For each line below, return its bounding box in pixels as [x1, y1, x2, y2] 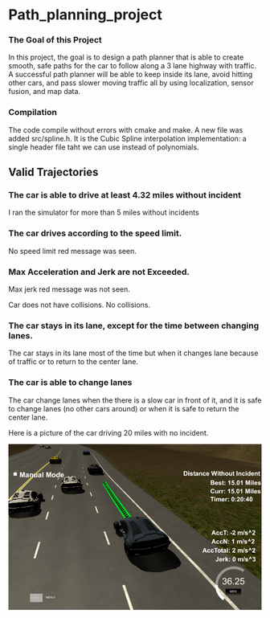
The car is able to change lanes [8, 377, 133, 388]
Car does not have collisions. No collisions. [8, 300, 151, 310]
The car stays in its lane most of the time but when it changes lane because [8, 348, 259, 358]
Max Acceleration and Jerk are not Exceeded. [8, 266, 190, 277]
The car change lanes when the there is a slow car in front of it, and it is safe [8, 395, 262, 405]
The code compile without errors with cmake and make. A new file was [8, 125, 243, 134]
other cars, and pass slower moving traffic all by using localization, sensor [8, 78, 255, 88]
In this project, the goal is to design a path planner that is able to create [8, 52, 244, 62]
